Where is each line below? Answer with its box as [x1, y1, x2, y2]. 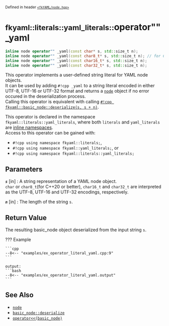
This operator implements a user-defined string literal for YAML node [5, 72, 148, 78]
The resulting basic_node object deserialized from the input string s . [5, 227, 147, 233]
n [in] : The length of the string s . [5, 199, 73, 205]
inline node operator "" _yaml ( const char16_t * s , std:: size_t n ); [5, 58, 147, 63]
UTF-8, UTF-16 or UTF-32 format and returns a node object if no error [5, 88, 149, 94]
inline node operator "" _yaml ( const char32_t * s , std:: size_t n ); [5, 63, 147, 68]
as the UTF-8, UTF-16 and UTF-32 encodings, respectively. [5, 189, 129, 195]
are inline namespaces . [5, 124, 53, 131]
